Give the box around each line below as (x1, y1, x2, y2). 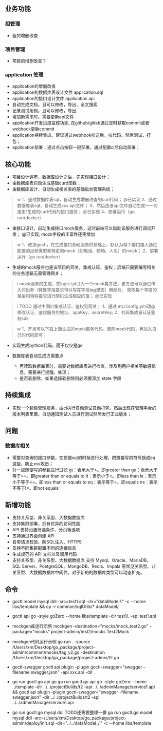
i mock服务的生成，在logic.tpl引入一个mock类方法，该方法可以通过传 (17, 281, 156, 287)
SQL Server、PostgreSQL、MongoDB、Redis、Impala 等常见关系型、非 (12, 564, 156, 569)
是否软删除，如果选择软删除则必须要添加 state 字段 (19, 376, 122, 381)
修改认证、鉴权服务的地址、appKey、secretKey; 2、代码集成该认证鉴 (17, 310, 156, 315)
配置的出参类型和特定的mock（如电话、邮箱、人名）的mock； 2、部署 (17, 248, 158, 254)
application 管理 (5, 71, 44, 78)
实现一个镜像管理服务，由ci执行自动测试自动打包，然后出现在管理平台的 (12, 405, 157, 411)
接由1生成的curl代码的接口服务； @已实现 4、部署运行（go (17, 209, 135, 215)
